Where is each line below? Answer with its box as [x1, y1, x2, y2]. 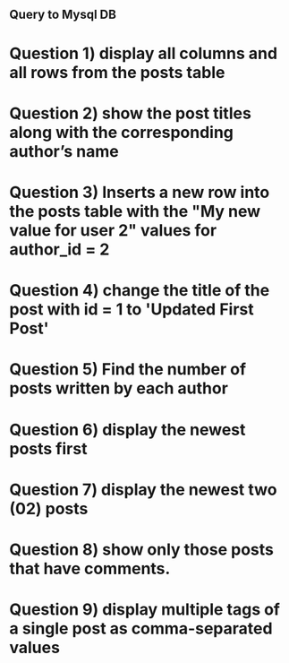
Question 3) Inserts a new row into [9, 182, 270, 202]
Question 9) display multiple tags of [9, 599, 280, 620]
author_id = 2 [9, 239, 110, 259]
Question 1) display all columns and [9, 43, 278, 64]
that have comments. [9, 558, 171, 579]
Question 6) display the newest [9, 419, 246, 440]
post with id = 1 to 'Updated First [9, 299, 254, 320]
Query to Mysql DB [9, 7, 116, 22]
